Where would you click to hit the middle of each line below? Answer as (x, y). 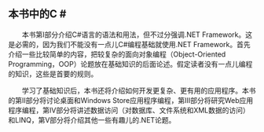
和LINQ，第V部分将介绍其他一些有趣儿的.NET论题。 (92, 119)
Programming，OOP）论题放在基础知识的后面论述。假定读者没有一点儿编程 (130, 64)
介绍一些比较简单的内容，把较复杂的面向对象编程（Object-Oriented (117, 54)
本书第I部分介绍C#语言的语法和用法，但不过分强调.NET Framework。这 (137, 35)
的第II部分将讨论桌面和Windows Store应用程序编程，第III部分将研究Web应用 (131, 100)
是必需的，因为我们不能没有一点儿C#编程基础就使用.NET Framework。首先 (129, 44)
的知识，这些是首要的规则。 (53, 74)
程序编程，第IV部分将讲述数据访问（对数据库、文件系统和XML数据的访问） (129, 110)
